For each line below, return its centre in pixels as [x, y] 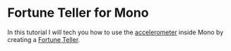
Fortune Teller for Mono [78, 13]
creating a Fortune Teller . [44, 39]
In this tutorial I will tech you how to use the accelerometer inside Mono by [115, 32]
